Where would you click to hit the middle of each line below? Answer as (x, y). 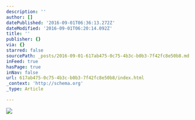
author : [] (20, 17)
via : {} (16, 45)
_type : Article (25, 89)
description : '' (26, 12)
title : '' (18, 34)
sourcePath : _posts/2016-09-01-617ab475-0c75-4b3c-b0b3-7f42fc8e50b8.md (98, 56)
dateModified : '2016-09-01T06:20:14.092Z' (59, 28)
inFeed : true (22, 61)
